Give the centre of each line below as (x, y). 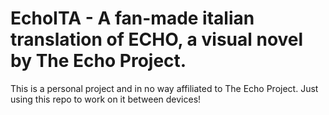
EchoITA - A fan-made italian (132, 18)
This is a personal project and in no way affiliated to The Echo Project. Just (164, 88)
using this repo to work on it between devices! (106, 99)
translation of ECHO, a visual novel (157, 39)
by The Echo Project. (98, 61)
